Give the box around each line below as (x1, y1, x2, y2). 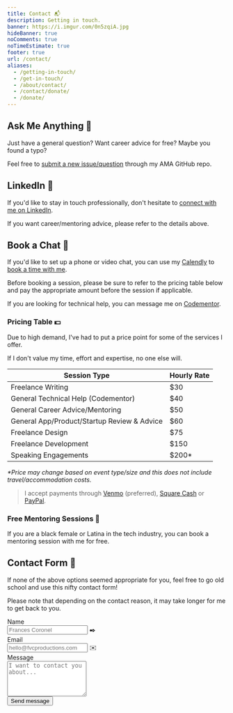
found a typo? (7, 146, 47, 154)
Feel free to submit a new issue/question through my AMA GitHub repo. (7, 160, 212, 168)
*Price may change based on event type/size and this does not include (7, 468, 212, 476)
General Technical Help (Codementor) (10, 393, 136, 403)
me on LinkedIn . (7, 206, 54, 214)
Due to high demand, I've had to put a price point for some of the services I (7, 332, 223, 342)
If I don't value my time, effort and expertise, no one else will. (7, 353, 183, 362)
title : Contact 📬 (7, 10, 61, 17)
